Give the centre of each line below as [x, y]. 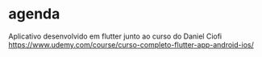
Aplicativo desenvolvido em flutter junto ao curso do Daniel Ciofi [115, 36]
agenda [34, 14]
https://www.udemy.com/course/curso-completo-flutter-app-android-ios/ [131, 44]
